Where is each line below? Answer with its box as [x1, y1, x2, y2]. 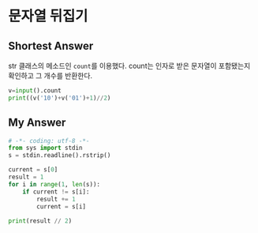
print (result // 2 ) [8, 217, 73, 225]
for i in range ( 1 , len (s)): [8, 180, 101, 188]
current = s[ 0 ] [8, 166, 58, 174]
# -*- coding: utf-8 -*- [8, 137, 90, 145]
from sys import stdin [8, 144, 83, 152]
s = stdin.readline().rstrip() [8, 152, 111, 160]
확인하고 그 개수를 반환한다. [8, 71, 93, 80]
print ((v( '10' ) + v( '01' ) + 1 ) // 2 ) [8, 94, 111, 102]
